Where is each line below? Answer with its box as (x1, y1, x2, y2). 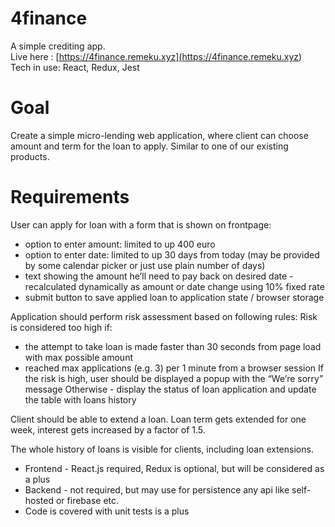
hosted (24, 494, 55, 506)
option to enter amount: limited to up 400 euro (24, 238, 216, 250)
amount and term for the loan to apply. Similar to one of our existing (10, 140, 289, 152)
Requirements (10, 186, 130, 209)
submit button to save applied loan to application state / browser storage (24, 291, 325, 303)
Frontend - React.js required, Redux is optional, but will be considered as (24, 462, 325, 474)
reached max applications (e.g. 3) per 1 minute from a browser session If (24, 362, 324, 374)
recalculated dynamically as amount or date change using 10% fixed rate (24, 280, 325, 292)
